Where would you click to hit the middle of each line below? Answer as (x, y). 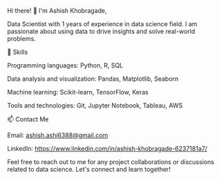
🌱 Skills (18, 52)
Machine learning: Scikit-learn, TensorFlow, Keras (78, 92)
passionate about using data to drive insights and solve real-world (101, 31)
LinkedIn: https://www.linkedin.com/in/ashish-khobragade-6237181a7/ (107, 149)
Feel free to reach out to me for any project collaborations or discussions (111, 162)
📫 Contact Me (28, 119)
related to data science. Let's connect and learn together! (89, 169)
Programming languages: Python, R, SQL (65, 65)
